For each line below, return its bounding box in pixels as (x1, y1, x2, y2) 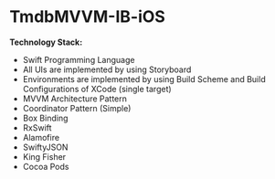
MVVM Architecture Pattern (22, 93, 128, 104)
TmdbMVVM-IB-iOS (9, 6, 166, 27)
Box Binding (22, 112, 69, 123)
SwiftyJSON (22, 142, 69, 153)
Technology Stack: (9, 37, 83, 47)
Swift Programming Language (22, 54, 135, 65)
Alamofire (22, 132, 60, 142)
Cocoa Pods (22, 161, 69, 172)
